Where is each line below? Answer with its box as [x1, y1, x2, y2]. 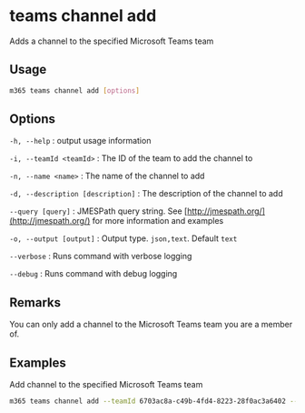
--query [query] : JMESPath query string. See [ [9, 206, 188, 217]
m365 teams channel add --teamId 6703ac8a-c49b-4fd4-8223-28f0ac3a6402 [9, 397, 286, 406]
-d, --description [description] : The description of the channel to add [9, 188, 283, 199]
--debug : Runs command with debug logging [9, 268, 178, 279]
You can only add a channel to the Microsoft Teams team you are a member [9, 319, 293, 330]
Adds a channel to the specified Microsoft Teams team [9, 35, 214, 46]
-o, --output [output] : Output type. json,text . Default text [9, 233, 238, 244]
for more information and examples [92, 216, 224, 227]
